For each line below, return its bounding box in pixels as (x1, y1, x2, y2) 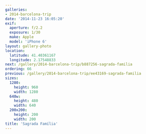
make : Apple (9, 35, 34, 40)
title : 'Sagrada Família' (5, 121, 58, 126)
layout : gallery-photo (5, 44, 51, 49)
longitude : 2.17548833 (9, 57, 56, 62)
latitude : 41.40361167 (9, 53, 56, 58)
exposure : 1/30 (9, 30, 41, 35)
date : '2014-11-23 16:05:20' (5, 16, 65, 21)
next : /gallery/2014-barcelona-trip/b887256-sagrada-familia (5, 62, 133, 67)
